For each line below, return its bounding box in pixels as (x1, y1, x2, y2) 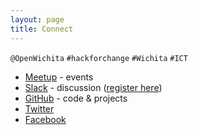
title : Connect (10, 24, 74, 34)
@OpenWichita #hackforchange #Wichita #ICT (10, 53, 188, 63)
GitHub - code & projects (24, 92, 128, 104)
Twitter (24, 102, 55, 115)
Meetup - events (24, 71, 94, 83)
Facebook (24, 113, 67, 125)
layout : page (10, 14, 65, 25)
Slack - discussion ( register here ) (24, 81, 163, 93)
